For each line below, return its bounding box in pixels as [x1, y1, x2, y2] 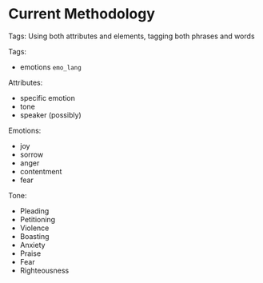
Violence [19, 223, 50, 233]
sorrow [19, 149, 44, 159]
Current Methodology [8, 5, 156, 23]
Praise [19, 249, 42, 258]
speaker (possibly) [19, 110, 82, 120]
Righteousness [19, 265, 70, 275]
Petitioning [19, 214, 56, 224]
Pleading [19, 205, 50, 216]
